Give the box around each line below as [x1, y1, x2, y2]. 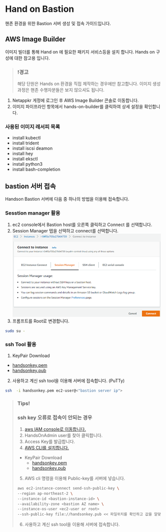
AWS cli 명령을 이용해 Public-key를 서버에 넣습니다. [24, 475, 125, 481]
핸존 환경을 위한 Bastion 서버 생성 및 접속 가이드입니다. [5, 20, 111, 26]
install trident [12, 140, 40, 146]
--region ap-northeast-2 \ [17, 491, 73, 496]
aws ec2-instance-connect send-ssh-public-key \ [17, 486, 120, 490]
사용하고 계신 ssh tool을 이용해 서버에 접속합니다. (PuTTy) [12, 377, 125, 384]
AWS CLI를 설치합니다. [24, 444, 69, 450]
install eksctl [12, 156, 38, 162]
